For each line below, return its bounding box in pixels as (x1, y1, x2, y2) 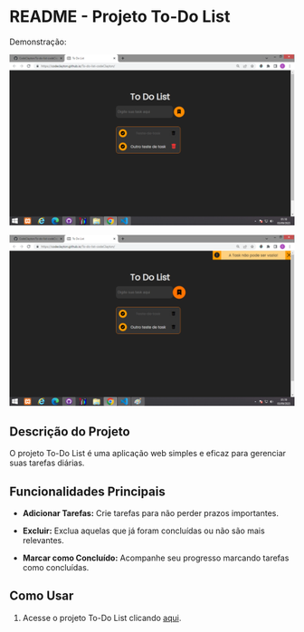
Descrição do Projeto (9, 424, 130, 439)
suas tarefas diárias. (9, 457, 85, 468)
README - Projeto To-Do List (9, 6, 231, 27)
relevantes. (22, 534, 65, 545)
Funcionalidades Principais (9, 484, 166, 499)
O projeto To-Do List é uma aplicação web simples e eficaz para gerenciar (9, 448, 287, 459)
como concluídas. (22, 561, 90, 572)
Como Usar (9, 589, 74, 604)
